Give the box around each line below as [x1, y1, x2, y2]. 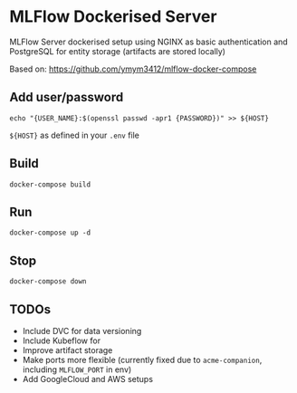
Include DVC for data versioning [22, 326, 142, 336]
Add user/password [9, 90, 124, 105]
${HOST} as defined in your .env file [9, 129, 140, 140]
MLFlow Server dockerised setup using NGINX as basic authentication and [9, 36, 288, 47]
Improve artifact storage [22, 345, 113, 355]
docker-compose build [9, 179, 91, 189]
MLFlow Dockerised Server [9, 6, 217, 27]
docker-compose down [9, 277, 88, 286]
